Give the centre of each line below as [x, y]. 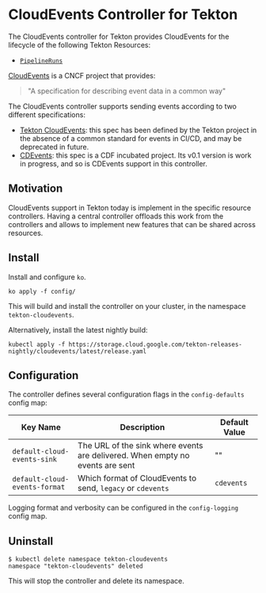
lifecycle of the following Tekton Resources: [80, 44]
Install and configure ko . [47, 277]
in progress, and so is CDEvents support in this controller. [114, 163]
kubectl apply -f [37, 344]
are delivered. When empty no [134, 455]
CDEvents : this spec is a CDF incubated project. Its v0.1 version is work [135, 155]
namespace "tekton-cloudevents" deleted [76, 566]
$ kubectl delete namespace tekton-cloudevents [88, 560]
